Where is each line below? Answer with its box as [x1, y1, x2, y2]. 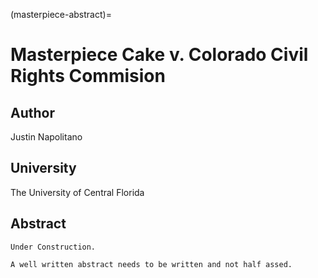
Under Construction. [10, 242, 97, 252]
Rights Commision [10, 65, 166, 88]
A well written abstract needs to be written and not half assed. [10, 259, 293, 269]
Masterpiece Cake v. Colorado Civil [10, 44, 309, 66]
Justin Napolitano [10, 131, 83, 143]
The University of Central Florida [10, 186, 145, 198]
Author [10, 104, 55, 121]
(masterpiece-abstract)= [10, 9, 112, 20]
